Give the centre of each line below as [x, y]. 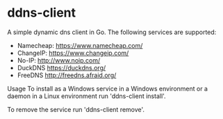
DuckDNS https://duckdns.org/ [61, 68]
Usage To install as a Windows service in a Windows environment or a [108, 88]
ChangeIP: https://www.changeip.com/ [73, 53]
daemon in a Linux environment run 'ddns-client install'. [86, 96]
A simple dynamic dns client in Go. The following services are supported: [112, 32]
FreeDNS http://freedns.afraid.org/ [67, 75]
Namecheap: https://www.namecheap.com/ [80, 45]
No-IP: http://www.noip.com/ [59, 60]
